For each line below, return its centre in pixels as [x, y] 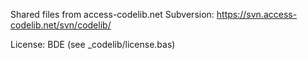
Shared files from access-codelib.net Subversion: [112, 14]
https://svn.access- [257, 14]
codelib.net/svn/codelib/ [61, 25]
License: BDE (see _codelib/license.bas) [93, 44]
